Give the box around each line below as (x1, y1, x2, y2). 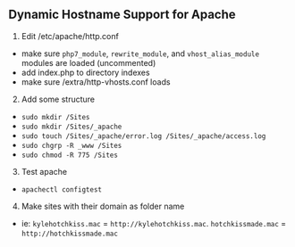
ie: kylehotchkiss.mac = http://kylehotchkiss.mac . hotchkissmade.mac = (21, 218, 287, 228)
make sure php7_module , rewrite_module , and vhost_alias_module (21, 48, 260, 59)
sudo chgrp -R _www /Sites (21, 141, 122, 150)
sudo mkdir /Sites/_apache (21, 122, 122, 131)
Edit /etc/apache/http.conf (21, 30, 120, 41)
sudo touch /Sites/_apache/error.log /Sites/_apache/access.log (21, 131, 266, 141)
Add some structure (21, 94, 96, 104)
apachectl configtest (21, 185, 102, 194)
